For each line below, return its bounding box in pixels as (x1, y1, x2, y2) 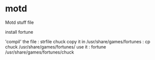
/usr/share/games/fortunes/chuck (5, 49, 74, 55)
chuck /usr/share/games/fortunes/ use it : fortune (5, 44, 106, 50)
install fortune (5, 29, 34, 35)
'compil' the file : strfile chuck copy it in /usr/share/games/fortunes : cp (5, 38, 151, 45)
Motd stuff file (5, 19, 34, 25)
